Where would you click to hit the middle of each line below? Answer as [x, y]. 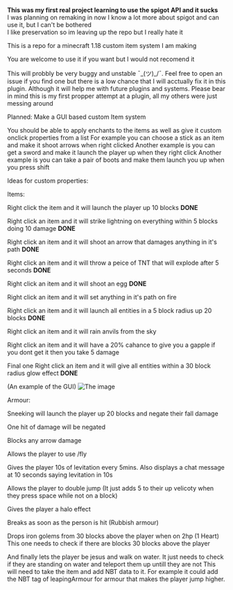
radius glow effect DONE [43, 373]
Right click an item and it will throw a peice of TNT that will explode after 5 [113, 263]
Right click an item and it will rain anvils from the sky [82, 331]
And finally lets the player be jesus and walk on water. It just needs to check [115, 557]
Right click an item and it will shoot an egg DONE [77, 284]
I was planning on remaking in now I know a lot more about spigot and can [113, 17]
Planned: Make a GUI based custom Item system [77, 117]
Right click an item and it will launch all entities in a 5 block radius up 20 [110, 311]
